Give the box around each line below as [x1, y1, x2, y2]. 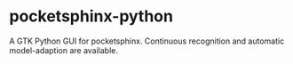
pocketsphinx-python [9, 6, 173, 27]
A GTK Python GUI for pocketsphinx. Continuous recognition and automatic [9, 36, 285, 46]
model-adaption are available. [9, 44, 118, 55]
